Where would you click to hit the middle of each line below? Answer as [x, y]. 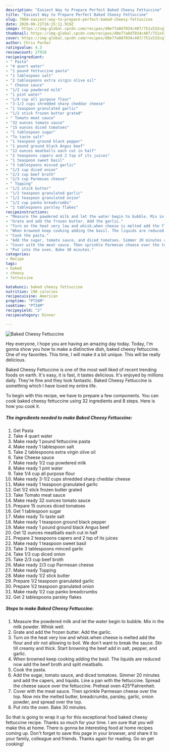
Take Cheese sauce [34, 457]
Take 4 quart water [33, 436]
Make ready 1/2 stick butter [41, 575]
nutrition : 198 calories [32, 292]
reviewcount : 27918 [26, 52]
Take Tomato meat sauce [39, 495]
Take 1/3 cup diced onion [39, 554]
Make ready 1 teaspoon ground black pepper [60, 522]
